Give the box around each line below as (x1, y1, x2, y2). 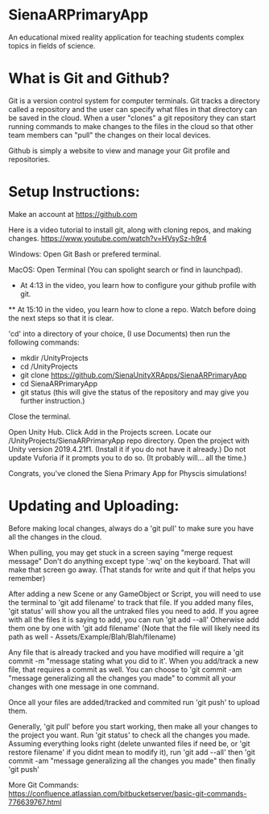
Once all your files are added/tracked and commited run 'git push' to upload (8, 697, 260, 707)
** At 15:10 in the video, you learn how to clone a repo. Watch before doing (8, 304, 256, 314)
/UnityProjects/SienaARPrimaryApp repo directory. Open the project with (8, 436, 250, 445)
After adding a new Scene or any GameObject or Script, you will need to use (8, 589, 262, 599)
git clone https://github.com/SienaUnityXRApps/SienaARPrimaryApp (19, 369, 247, 380)
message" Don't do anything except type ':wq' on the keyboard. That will (8, 556, 251, 566)
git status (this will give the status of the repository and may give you (19, 387, 250, 397)
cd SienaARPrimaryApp (19, 378, 98, 388)
